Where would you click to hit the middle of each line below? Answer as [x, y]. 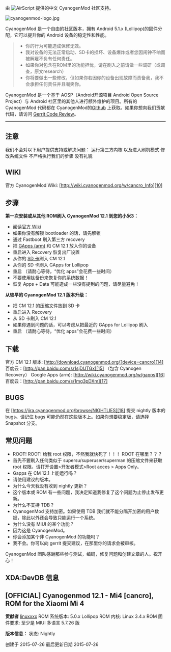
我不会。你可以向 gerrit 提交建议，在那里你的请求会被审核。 [75, 543]
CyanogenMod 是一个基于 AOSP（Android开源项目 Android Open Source [82, 95]
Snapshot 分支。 [23, 423]
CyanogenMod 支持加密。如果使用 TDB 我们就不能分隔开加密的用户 [84, 511]
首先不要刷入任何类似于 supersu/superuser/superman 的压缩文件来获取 [88, 460]
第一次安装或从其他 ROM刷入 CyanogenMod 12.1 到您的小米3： [72, 216]
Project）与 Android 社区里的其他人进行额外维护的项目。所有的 [71, 101]
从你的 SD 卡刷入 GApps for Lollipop [51, 265]
